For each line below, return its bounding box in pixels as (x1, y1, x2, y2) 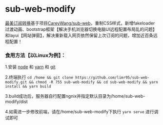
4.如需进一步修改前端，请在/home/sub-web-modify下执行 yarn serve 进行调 (5, 109, 159, 115)
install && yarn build (5, 84, 51, 89)
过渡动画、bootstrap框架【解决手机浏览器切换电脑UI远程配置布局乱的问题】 (5, 26, 157, 32)
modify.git (5, 80, 27, 85)
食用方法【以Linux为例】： (5, 52, 66, 59)
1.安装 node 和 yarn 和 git (5, 64, 56, 70)
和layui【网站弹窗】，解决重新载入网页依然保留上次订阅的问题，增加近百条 (5, 32, 154, 38)
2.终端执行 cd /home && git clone (5, 74, 73, 80)
